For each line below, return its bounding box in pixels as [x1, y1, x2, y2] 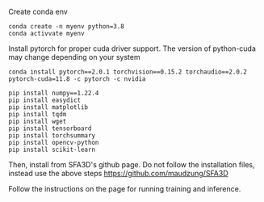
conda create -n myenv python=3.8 [8, 23, 125, 31]
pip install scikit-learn [8, 145, 95, 154]
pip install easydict [8, 96, 82, 104]
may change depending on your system [8, 53, 140, 61]
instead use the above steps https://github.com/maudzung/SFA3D [8, 169, 228, 178]
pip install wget [8, 117, 67, 125]
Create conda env [8, 7, 69, 16]
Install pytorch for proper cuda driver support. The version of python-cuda [8, 44, 257, 53]
